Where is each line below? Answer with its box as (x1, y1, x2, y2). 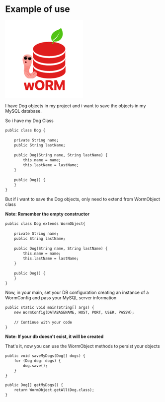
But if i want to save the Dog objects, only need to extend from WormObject (5, 196, 161, 202)
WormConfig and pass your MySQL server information (5, 294, 117, 301)
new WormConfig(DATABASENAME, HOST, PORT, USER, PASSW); (14, 310, 135, 315)
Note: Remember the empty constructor (5, 211, 90, 217)
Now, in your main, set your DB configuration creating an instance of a (5, 289, 149, 295)
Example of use (5, 3, 71, 15)
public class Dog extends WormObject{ (5, 221, 85, 226)
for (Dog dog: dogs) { (14, 358, 61, 363)
